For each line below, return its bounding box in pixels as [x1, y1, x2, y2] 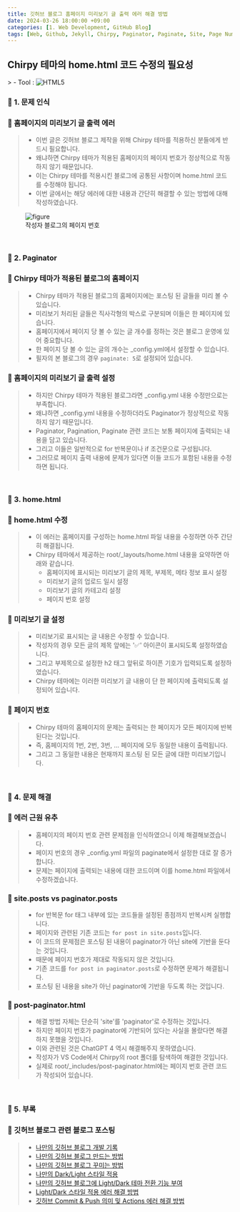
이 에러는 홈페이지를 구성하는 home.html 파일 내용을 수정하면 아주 [35, 533, 219, 541]
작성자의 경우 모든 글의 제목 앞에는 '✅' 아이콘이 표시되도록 [35, 641, 198, 650]
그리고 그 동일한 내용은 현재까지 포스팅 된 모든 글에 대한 [35, 749, 191, 758]
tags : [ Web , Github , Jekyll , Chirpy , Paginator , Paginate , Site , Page [7, 30, 222, 38]
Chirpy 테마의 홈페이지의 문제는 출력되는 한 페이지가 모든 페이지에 [35, 723, 219, 731]
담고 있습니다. [49, 435, 88, 444]
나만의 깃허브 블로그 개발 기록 [35, 1143, 118, 1151]
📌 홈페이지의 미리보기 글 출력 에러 [7, 118, 116, 128]
